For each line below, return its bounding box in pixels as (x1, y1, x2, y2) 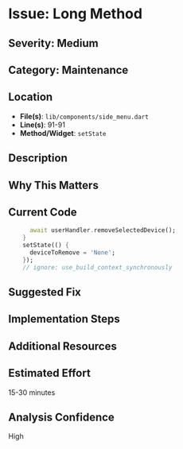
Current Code (8, 205, 77, 219)
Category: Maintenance (8, 63, 129, 76)
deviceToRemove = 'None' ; (29, 249, 115, 257)
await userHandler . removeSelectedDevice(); (29, 226, 177, 234)
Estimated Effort (8, 366, 91, 380)
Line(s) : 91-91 (19, 120, 66, 130)
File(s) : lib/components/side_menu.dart (19, 111, 149, 121)
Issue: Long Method (8, 5, 143, 23)
